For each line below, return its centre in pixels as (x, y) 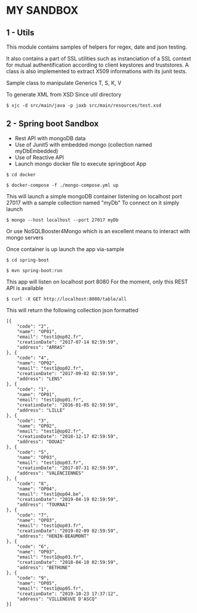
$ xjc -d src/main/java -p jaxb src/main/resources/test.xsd (84, 105)
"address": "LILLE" (41, 410)
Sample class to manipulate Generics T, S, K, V (64, 83)
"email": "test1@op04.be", (50, 494)
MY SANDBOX (42, 10)
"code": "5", (33, 452)
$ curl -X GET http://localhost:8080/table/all (67, 299)
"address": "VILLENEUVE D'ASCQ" (57, 599)
